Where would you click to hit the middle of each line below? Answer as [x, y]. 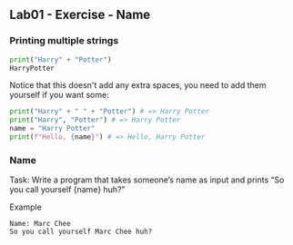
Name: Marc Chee [40, 224]
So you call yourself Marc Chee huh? [81, 232]
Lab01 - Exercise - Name [80, 15]
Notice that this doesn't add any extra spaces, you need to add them [138, 85]
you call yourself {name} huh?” [67, 190]
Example [26, 207]
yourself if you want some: [59, 95]
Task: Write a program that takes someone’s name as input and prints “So [147, 180]
